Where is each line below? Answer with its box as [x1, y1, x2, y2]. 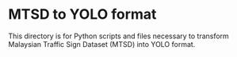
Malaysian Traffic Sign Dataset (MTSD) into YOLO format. [8, 39, 196, 48]
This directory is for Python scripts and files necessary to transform [8, 31, 230, 41]
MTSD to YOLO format [8, 5, 157, 23]
